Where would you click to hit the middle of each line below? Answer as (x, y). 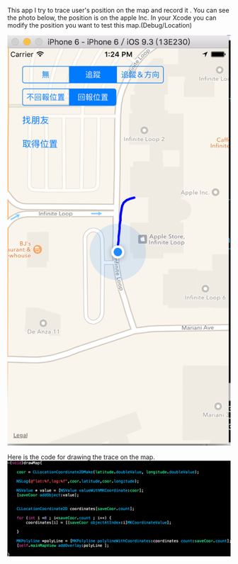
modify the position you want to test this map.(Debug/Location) (100, 25)
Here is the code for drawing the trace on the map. (81, 457)
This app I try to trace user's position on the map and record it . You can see (118, 10)
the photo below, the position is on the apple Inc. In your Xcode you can (112, 18)
